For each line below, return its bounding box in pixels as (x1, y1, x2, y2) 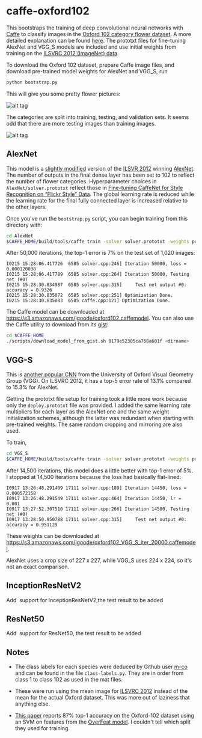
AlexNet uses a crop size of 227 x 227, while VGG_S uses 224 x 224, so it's (6, 557, 192, 564)
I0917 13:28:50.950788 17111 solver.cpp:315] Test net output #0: (6, 516, 187, 522)
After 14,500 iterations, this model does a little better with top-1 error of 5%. (6, 467, 194, 474)
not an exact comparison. (6, 563, 70, 570)
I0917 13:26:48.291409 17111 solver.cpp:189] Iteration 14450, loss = (6, 485, 187, 491)
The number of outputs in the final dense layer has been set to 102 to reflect (6, 171, 195, 178)
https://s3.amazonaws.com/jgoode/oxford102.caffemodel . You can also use (6, 314, 194, 322)
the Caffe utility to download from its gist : (6, 321, 109, 328)
